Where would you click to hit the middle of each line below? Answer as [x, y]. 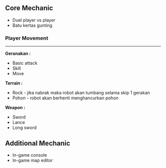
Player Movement [27, 38]
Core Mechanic [29, 8]
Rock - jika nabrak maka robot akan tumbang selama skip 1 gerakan [81, 93]
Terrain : [14, 83]
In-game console [30, 155]
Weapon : [15, 108]
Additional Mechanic [38, 143]
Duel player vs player [34, 20]
